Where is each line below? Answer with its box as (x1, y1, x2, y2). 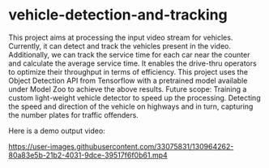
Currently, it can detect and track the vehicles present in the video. (8, 41, 232, 50)
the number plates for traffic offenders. (8, 110, 139, 119)
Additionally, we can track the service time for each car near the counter (8, 50, 250, 59)
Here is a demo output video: (8, 126, 105, 136)
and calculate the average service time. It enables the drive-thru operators (8, 58, 257, 68)
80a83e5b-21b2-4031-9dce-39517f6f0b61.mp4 (8, 150, 168, 160)
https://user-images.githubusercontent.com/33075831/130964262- (8, 141, 234, 151)
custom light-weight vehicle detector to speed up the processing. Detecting (8, 93, 261, 102)
